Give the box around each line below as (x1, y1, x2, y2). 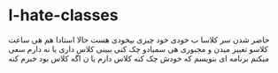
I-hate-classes (8, 5, 119, 26)
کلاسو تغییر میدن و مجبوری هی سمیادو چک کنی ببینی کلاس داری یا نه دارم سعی (8, 43, 269, 54)
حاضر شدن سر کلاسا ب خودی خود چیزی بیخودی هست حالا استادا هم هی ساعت (8, 34, 270, 45)
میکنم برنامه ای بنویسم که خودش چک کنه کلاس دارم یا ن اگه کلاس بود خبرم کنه (8, 53, 269, 63)
